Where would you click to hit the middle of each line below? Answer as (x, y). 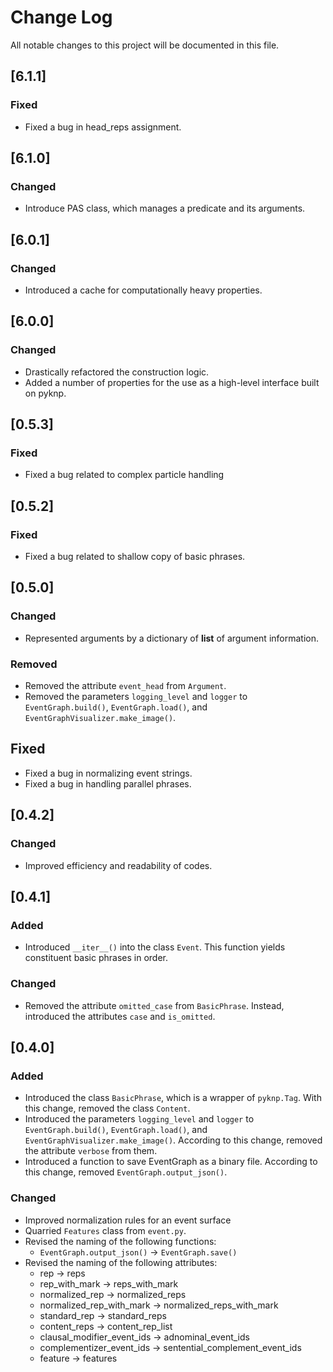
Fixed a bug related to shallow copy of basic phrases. (135, 557)
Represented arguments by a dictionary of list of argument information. (171, 638)
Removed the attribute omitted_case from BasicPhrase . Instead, (154, 1005)
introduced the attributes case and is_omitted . (120, 1016)
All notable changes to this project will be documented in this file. (145, 45)
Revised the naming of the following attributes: (121, 1262)
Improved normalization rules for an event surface (128, 1220)
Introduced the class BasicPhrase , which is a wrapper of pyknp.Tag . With (173, 1098)
